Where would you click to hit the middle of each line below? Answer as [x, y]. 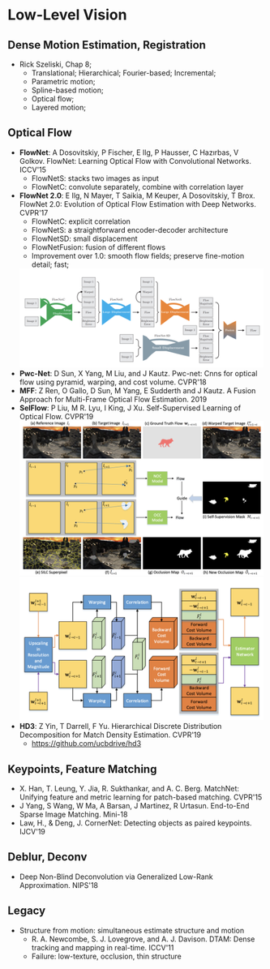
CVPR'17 [34, 212]
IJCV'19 [32, 832]
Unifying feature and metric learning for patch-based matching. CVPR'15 [141, 797]
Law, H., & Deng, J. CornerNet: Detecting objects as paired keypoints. [135, 823]
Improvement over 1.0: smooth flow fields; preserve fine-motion [138, 255]
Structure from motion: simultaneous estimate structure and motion [132, 930]
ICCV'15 [32, 169]
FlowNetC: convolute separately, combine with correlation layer [137, 187]
